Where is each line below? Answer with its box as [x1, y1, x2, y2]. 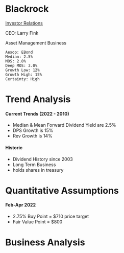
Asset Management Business [5, 39, 67, 46]
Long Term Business [12, 162, 56, 168]
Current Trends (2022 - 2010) [5, 110, 70, 117]
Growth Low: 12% [5, 67, 40, 73]
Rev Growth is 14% [12, 133, 53, 139]
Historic [5, 144, 23, 151]
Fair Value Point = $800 [12, 218, 63, 225]
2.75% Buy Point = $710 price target [12, 213, 89, 219]
